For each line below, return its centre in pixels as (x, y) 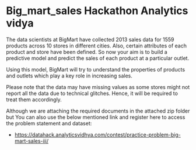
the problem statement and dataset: (49, 123)
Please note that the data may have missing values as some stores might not (98, 87)
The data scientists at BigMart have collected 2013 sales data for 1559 (90, 39)
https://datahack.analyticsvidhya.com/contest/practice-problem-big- (97, 134)
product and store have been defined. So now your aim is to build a (87, 52)
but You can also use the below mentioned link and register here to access (96, 117)
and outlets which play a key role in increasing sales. (69, 76)
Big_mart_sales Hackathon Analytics (97, 11)
